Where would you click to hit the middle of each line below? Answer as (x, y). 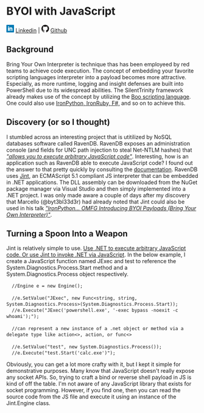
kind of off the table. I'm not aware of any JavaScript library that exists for (99, 384)
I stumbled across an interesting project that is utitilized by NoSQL (89, 137)
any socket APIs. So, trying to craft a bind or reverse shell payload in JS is (99, 377)
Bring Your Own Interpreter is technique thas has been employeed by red (98, 64)
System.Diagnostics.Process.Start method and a (67, 268)
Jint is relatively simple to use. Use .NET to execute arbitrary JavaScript (96, 249)
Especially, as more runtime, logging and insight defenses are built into (95, 83)
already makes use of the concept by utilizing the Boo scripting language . (99, 96)
